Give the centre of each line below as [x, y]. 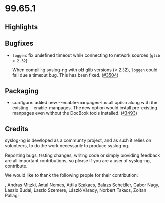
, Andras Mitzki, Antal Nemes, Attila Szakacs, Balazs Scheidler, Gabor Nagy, [82, 185]
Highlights [21, 27]
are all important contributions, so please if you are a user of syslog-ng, [78, 161]
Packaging [22, 91]
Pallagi [12, 196]
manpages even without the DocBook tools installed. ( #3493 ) [75, 113]
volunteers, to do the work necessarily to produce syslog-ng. [67, 146]
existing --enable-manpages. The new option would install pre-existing [84, 108]
